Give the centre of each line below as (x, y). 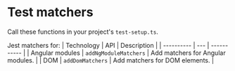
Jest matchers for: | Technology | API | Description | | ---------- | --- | (108, 45)
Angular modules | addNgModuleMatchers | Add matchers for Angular (128, 53)
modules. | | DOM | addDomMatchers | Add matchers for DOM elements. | (111, 60)
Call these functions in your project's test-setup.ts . (83, 32)
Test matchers (50, 12)
